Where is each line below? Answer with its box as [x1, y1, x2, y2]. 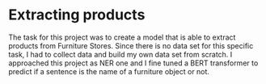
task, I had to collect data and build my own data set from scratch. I [8, 49, 233, 59]
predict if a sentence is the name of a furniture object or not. [8, 66, 210, 76]
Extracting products [8, 6, 146, 24]
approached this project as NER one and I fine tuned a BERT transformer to [8, 58, 259, 68]
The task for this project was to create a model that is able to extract [8, 32, 236, 42]
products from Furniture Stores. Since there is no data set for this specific [8, 40, 254, 50]
